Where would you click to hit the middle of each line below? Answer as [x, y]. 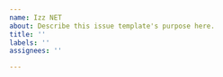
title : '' [28, 34]
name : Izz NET [36, 17]
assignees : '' [36, 51]
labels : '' [30, 43]
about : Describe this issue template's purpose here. [112, 26]
